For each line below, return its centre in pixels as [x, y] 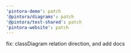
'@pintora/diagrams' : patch [40, 17]
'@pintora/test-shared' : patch [44, 22]
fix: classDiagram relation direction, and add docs [65, 44]
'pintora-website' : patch [37, 27]
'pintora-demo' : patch [33, 11]
